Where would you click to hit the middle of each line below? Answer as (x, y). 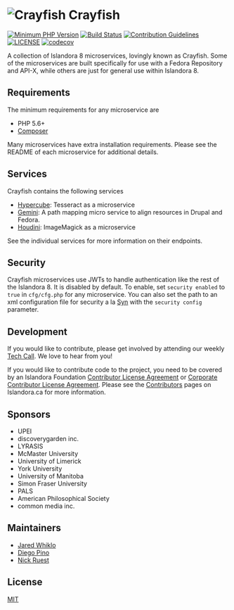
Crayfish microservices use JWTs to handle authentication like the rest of (113, 280)
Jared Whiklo (37, 545)
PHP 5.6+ (31, 123)
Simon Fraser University (52, 483)
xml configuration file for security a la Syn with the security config (105, 302)
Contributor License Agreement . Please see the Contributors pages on (109, 385)
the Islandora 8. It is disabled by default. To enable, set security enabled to (116, 287)
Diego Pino (33, 552)
